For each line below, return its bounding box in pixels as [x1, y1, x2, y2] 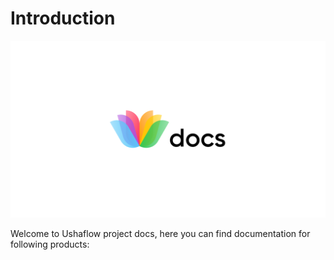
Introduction [10, 7, 116, 30]
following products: [10, 238, 90, 251]
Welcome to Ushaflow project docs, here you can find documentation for [10, 228, 311, 240]
